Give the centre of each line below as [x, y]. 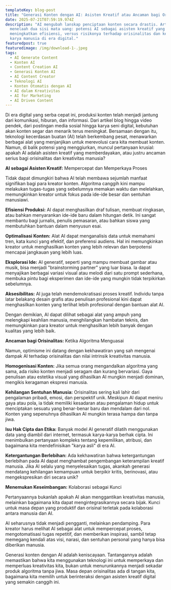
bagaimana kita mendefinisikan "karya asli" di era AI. [61, 446]
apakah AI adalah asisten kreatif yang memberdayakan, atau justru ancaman [85, 153]
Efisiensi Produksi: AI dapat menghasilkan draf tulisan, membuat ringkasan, [85, 210]
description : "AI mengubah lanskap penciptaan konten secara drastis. [82, 24]
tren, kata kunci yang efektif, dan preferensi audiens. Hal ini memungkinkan [84, 241]
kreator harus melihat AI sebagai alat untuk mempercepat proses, [74, 529]
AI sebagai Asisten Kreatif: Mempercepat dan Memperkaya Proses [76, 168]
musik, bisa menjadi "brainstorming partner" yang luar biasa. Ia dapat [78, 268]
